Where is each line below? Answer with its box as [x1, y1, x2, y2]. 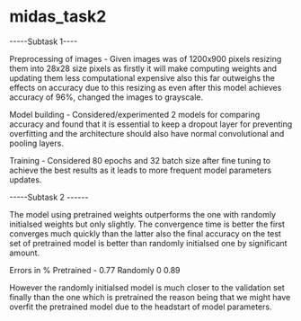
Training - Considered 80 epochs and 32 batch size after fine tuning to [9, 155, 271, 165]
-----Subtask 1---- [9, 36, 78, 47]
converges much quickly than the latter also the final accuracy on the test [9, 227, 281, 239]
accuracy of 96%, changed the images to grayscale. [9, 92, 204, 103]
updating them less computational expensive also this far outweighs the [9, 72, 276, 83]
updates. [9, 174, 42, 185]
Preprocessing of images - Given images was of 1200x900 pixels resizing [9, 53, 282, 64]
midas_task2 [9, 6, 107, 27]
